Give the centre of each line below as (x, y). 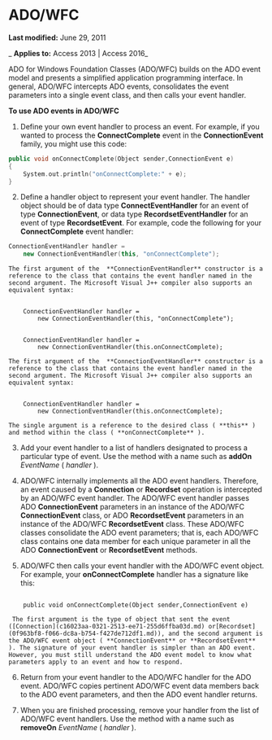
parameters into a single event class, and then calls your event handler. (127, 94)
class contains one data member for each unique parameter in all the (135, 541)
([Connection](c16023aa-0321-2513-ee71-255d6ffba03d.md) (107, 627)
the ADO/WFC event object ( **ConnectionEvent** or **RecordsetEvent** (132, 641)
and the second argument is (216, 634)
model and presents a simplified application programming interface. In (126, 77)
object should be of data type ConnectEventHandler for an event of (134, 206)
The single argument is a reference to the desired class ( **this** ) (132, 426)
